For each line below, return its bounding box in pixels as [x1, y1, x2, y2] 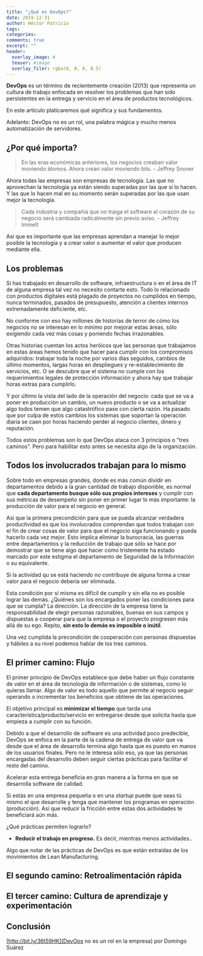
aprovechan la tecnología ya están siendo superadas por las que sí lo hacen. [6, 184, 198, 191]
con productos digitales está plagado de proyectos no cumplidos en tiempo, [6, 292, 197, 300]
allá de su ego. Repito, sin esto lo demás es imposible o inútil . [6, 621, 162, 629]
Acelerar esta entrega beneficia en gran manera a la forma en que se [6, 773, 179, 781]
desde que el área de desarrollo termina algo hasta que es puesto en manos [6, 742, 197, 749]
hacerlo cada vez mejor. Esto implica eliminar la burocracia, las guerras [6, 533, 184, 541]
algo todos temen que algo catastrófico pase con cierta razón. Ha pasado [6, 405, 190, 412]
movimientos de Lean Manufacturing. [6, 853, 100, 860]
